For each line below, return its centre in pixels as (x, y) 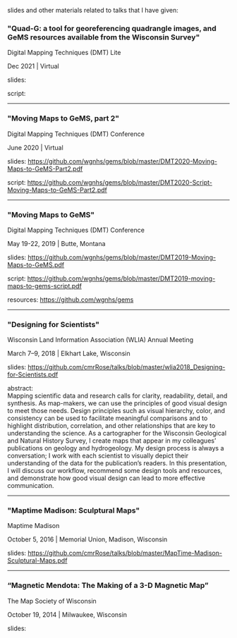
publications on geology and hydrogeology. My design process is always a (116, 448)
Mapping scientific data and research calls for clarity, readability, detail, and (117, 396)
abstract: (20, 388)
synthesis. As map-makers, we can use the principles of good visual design (117, 403)
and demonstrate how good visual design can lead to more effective (107, 478)
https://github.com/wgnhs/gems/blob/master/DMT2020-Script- (120, 182)
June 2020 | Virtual (35, 147)
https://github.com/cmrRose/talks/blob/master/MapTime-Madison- (125, 553)
